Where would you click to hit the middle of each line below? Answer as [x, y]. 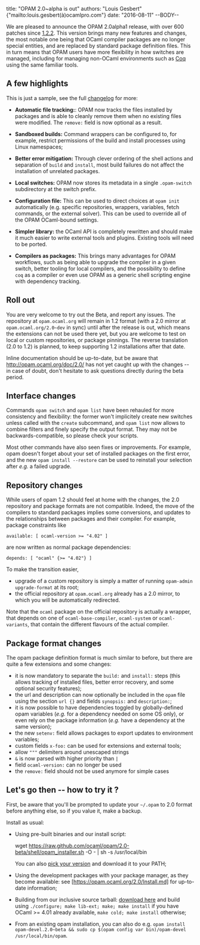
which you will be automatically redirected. [67, 600]
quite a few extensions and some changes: [59, 664]
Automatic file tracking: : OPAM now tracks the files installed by [93, 110]
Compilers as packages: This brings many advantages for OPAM [95, 256]
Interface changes [41, 396]
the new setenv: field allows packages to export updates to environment [104, 733]
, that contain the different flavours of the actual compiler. [98, 624]
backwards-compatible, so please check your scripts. [72, 436]
